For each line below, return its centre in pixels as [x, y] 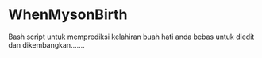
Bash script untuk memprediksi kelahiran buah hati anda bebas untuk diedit [131, 37]
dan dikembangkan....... [46, 44]
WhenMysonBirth [68, 15]
